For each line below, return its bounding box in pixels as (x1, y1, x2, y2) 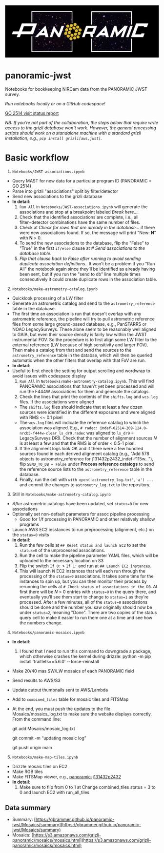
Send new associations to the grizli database (12, 194, 102, 199)
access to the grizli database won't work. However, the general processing (5, 125, 156, 131)
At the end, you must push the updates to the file (12, 706, 111, 712)
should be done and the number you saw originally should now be (19, 604, 152, 610)
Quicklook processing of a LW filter (12, 296, 83, 301)
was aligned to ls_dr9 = (86, 430, 134, 436)
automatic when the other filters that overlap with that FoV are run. (12, 357, 146, 363)
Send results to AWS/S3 (12, 677, 61, 683)
